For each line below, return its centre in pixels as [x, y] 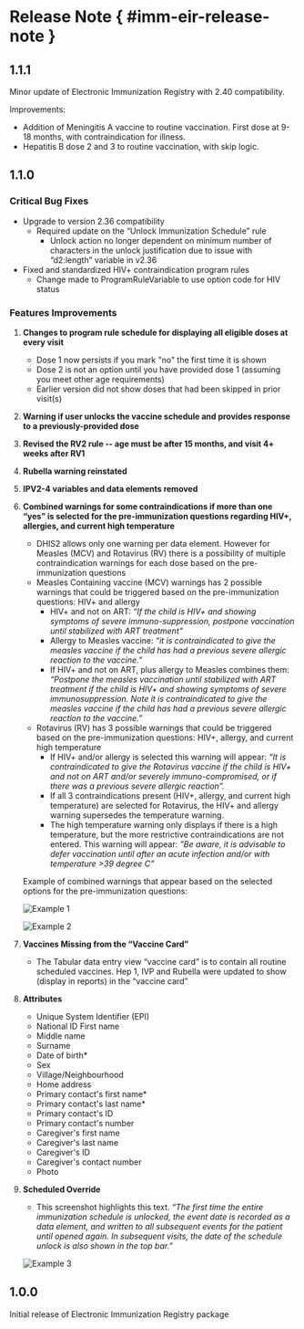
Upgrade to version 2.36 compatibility [94, 221]
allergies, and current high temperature [99, 526]
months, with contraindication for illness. [110, 137]
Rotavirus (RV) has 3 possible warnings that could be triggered [154, 727]
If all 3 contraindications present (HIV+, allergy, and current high [170, 795]
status [48, 288]
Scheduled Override [61, 1189]
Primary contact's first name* [91, 1094]
